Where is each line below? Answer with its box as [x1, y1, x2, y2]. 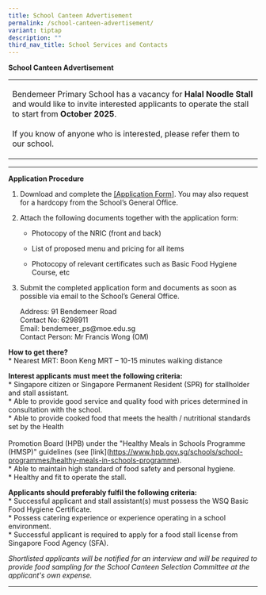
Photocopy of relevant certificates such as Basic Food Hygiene [31, 259, 237, 269]
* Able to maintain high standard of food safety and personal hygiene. [8, 464, 236, 474]
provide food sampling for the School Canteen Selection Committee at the [8, 562, 250, 572]
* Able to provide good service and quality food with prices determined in [8, 397, 248, 406]
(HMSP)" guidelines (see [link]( [8, 447, 109, 457]
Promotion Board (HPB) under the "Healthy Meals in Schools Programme [8, 439, 245, 448]
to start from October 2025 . [12, 109, 117, 120]
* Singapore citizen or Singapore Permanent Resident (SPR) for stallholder [8, 380, 250, 390]
